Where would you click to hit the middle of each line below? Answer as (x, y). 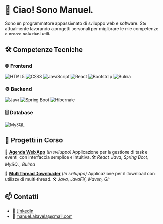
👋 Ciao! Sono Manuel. (49, 10)
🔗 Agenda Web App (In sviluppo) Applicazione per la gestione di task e (76, 152)
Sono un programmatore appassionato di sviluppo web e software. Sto (76, 23)
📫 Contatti (22, 197)
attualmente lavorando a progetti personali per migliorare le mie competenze (82, 28)
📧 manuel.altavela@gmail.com (42, 216)
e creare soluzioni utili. (28, 34)
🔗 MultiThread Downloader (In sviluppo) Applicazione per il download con (80, 174)
